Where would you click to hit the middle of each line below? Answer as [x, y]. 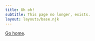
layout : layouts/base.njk [32, 19]
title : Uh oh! [20, 10]
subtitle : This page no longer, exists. [48, 14]
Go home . [15, 33]
